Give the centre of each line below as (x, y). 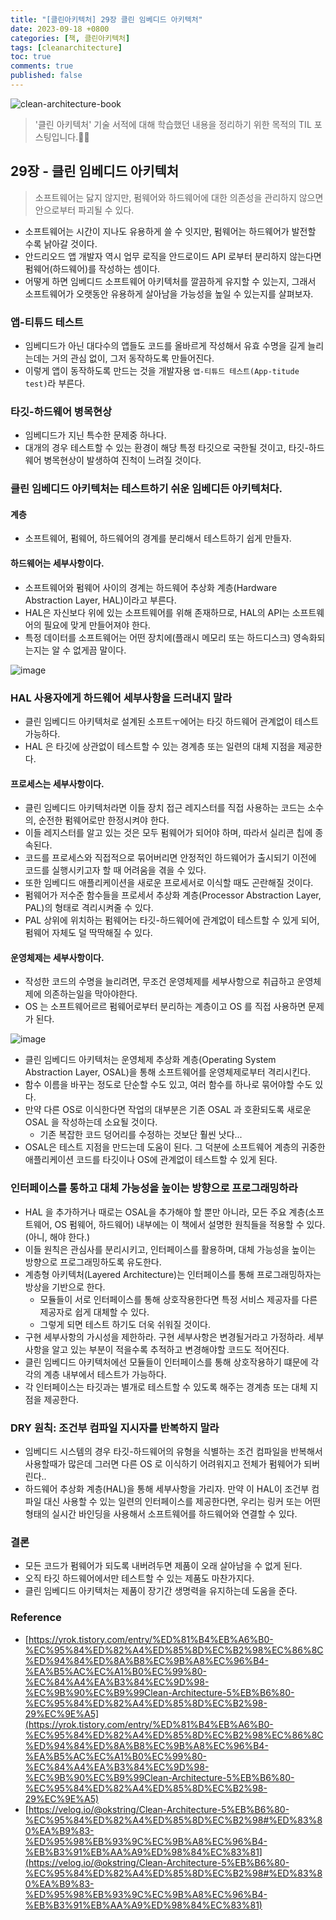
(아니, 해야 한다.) (57, 1237)
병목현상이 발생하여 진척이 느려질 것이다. (122, 460)
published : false (46, 76)
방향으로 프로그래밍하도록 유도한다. (93, 1262)
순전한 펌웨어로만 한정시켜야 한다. (104, 820)
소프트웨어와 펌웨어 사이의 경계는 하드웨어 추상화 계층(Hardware (151, 587)
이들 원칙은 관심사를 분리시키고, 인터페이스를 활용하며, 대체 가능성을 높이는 (170, 1249)
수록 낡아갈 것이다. (61, 243)
